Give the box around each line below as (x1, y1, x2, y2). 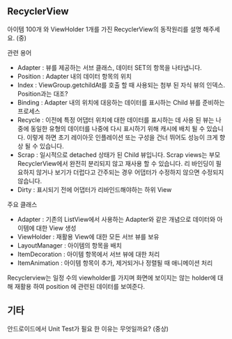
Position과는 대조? (17, 89, 68, 98)
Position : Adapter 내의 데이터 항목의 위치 (17, 72, 132, 80)
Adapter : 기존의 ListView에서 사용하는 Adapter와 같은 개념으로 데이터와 (17, 215, 216, 223)
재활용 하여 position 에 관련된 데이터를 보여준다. (14, 282, 145, 290)
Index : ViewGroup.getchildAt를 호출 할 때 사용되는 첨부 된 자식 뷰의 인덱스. (17, 80, 225, 89)
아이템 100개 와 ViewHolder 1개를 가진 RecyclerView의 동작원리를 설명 (7, 24, 202, 33)
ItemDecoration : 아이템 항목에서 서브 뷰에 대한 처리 (17, 250, 160, 258)
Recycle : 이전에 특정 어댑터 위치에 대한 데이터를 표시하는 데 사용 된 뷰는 (17, 115, 215, 124)
